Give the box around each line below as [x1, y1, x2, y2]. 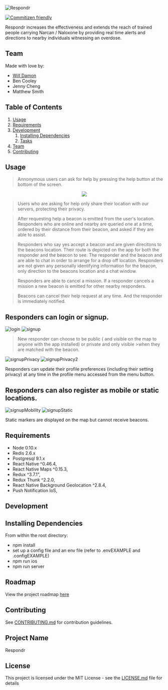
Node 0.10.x [12, 444, 37, 450]
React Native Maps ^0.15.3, [12, 466, 68, 472]
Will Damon [12, 72, 37, 78]
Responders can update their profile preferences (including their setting [5, 366, 154, 372]
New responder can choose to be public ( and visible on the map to [17, 336, 157, 342]
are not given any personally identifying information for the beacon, [17, 263, 157, 269]
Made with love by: [5, 63, 45, 69]
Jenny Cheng [12, 83, 41, 89]
